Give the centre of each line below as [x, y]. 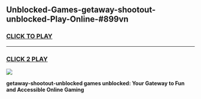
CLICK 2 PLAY [27, 59]
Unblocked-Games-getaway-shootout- [81, 10]
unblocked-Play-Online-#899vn [67, 19]
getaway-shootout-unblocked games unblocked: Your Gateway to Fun [95, 83]
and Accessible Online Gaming [45, 89]
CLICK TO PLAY [29, 37]
